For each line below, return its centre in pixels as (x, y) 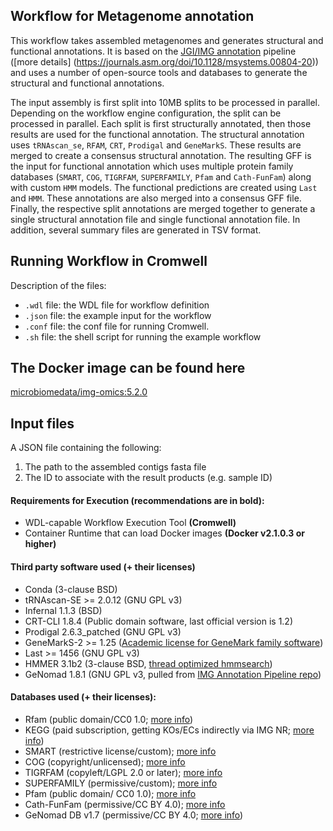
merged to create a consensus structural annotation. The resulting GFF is (161, 155)
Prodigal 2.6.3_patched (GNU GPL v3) (103, 631)
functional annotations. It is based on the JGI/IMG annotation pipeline (153, 51)
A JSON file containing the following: (86, 448)
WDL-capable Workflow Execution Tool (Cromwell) (130, 523)
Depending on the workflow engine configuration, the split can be (146, 113)
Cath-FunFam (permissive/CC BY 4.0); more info (125, 804)
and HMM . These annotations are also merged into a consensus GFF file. (156, 198)
